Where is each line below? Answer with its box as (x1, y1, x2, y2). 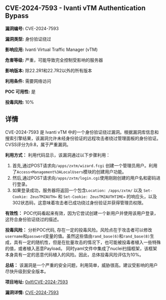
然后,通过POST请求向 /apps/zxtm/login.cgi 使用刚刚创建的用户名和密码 (12, 175, 157, 181)
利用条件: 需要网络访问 (5, 78, 51, 84)
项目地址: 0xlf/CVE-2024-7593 (5, 279, 68, 285)
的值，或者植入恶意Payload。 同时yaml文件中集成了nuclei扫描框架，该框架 (5, 245, 157, 251)
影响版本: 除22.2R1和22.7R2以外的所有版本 (5, 67, 92, 73)
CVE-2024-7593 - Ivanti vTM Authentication (5, 4, 146, 12)
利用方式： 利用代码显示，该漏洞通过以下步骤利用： (5, 152, 110, 158)
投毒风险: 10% (5, 99, 34, 105)
